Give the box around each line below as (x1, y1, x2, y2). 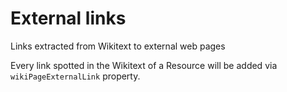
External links (10, 7, 127, 30)
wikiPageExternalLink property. (10, 70, 141, 82)
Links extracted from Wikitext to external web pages (10, 40, 226, 52)
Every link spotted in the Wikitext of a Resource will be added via (10, 59, 278, 71)
